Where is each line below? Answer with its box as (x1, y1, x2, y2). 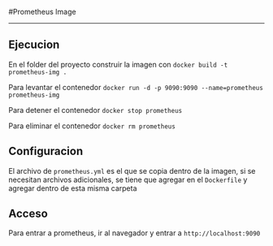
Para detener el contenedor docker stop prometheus (8, 105, 183, 114)
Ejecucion (8, 38, 60, 52)
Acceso (8, 207, 49, 221)
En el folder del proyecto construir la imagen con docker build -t (8, 59, 228, 69)
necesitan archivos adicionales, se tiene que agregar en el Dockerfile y (8, 175, 248, 184)
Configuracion (8, 145, 84, 158)
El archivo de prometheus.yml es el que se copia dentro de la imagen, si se (8, 166, 256, 175)
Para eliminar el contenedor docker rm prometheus (8, 121, 176, 131)
